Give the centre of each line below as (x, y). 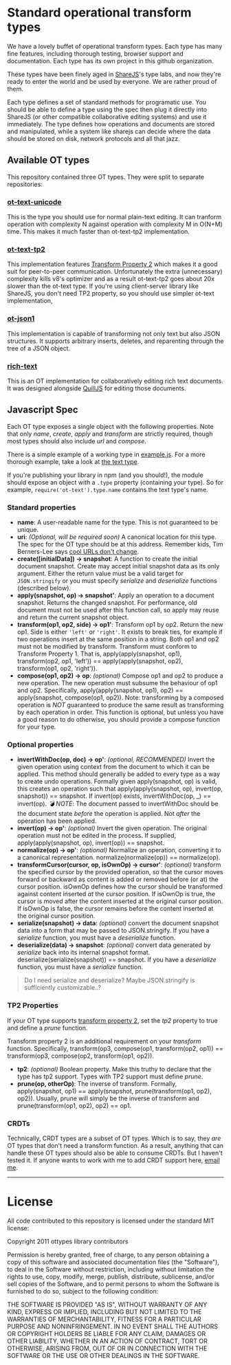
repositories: (25, 184)
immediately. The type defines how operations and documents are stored (111, 124)
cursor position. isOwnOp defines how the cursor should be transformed (120, 887)
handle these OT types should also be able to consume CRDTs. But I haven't (115, 1153)
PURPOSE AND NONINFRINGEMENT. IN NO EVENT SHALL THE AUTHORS (113, 1326)
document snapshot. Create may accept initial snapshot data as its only (118, 566)
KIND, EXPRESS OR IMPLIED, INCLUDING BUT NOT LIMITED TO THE (104, 1311)
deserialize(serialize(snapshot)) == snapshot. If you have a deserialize (117, 959)
